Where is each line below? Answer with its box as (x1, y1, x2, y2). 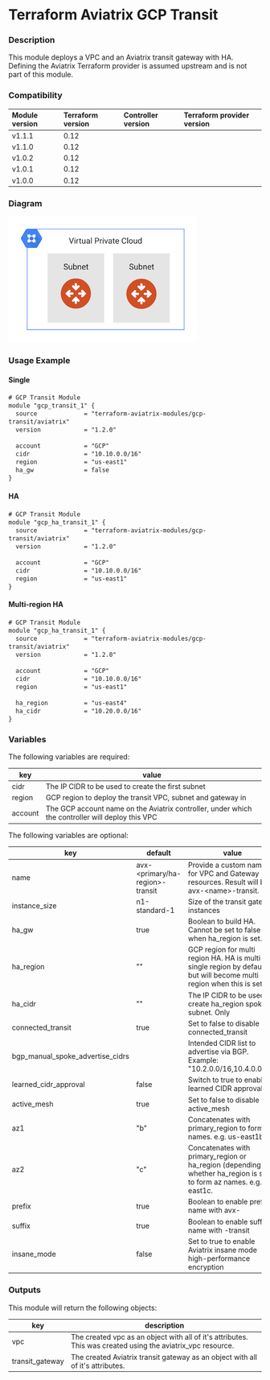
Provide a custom (187, 860, 247, 870)
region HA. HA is (187, 953, 243, 963)
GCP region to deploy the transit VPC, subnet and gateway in (45, 793, 247, 803)
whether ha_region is (187, 1169, 258, 1179)
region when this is (187, 979, 251, 989)
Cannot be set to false (187, 925, 261, 935)
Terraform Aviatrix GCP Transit (8, 6, 219, 24)
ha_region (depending (187, 1160, 261, 1170)
